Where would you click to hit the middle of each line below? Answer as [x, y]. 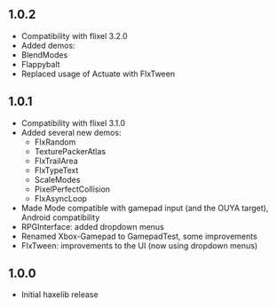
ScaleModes [57, 179]
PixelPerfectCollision [72, 189]
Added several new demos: [71, 132]
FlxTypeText [56, 170]
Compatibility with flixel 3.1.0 [73, 122]
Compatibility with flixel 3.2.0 [74, 35]
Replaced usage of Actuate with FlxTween [98, 74]
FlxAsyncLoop [61, 198]
